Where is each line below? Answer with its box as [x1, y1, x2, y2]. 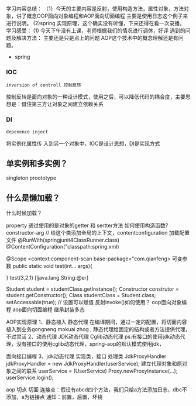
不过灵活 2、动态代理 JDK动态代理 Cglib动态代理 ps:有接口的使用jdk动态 [6, 333, 180, 340]
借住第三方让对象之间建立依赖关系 [21, 101, 104, 108]
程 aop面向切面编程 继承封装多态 [6, 306, 85, 313]
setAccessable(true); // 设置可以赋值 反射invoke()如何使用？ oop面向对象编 [6, 299, 187, 306]
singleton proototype [6, 174, 57, 181]
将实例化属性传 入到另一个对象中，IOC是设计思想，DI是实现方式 [6, 140, 160, 147]
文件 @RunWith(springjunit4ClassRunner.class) [6, 236, 120, 244]
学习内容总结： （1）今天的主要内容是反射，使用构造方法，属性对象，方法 [6, 5, 184, 12]
